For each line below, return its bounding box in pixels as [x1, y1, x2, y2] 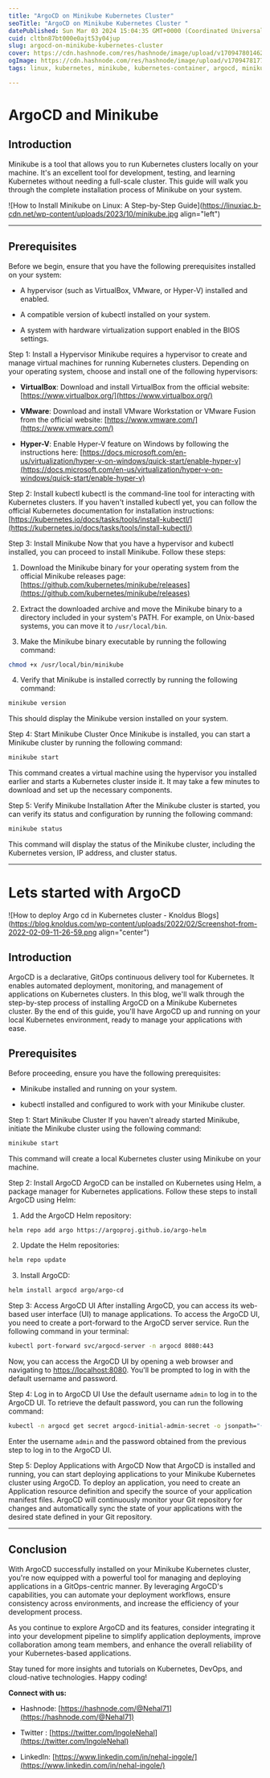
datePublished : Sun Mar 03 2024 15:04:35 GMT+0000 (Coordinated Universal [8, 27, 264, 35]
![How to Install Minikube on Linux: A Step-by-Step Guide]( [8, 200, 203, 210]
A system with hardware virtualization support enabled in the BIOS [19, 325, 240, 335]
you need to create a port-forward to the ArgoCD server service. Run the [8, 1318, 249, 1328]
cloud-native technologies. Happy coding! [8, 1672, 147, 1682]
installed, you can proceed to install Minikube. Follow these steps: [8, 547, 227, 556]
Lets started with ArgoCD [8, 884, 182, 902]
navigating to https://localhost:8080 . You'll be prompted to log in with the [8, 1365, 251, 1375]
